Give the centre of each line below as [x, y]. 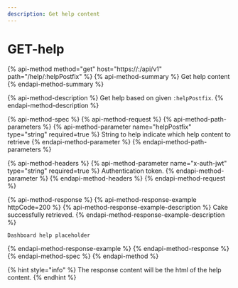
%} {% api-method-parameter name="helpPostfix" [117, 127]
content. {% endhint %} [42, 277]
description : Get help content [54, 14]
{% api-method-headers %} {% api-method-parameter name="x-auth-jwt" [117, 163]
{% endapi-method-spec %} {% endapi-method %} [83, 256]
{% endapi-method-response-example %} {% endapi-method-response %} [118, 248]
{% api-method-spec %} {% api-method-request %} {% [90, 119]
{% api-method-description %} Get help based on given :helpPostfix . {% [115, 97]
